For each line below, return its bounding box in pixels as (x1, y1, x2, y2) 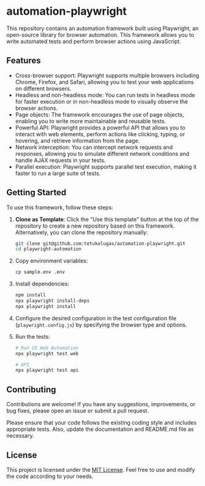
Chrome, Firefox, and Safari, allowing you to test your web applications (15, 78, 194, 85)
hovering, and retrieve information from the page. (15, 137, 140, 144)
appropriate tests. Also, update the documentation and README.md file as (6, 425, 194, 433)
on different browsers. (15, 85, 72, 92)
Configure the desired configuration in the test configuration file (15, 314, 177, 322)
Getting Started (6, 187, 67, 198)
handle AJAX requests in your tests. (15, 156, 106, 164)
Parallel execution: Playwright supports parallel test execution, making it (15, 163, 197, 170)
